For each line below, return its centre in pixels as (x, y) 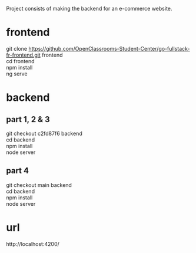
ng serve (17, 74)
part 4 (18, 171)
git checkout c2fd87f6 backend (44, 133)
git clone (17, 48)
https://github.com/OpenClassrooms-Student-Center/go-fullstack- (109, 48)
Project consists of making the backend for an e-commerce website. (89, 9)
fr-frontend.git (24, 55)
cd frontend (20, 61)
